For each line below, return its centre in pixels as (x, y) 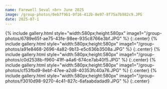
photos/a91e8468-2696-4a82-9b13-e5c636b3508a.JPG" (65, 49)
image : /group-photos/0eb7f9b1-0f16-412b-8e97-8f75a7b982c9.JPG (74, 14)
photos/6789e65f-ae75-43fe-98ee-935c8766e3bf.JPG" (63, 38)
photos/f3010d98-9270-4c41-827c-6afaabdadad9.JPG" (63, 81)
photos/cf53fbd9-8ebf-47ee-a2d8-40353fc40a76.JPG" (63, 70)
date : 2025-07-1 (22, 19)
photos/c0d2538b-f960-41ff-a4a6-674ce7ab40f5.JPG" (63, 60)
